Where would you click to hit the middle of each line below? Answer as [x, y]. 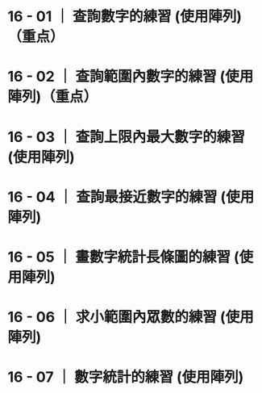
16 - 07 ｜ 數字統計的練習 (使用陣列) [126, 377]
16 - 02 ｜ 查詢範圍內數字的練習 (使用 [131, 77]
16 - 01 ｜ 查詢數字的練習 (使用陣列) [125, 17]
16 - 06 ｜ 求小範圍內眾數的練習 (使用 [131, 318]
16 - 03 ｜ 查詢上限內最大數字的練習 [126, 137]
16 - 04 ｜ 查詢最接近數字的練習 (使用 [131, 196]
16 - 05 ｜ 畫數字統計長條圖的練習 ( [123, 257]
